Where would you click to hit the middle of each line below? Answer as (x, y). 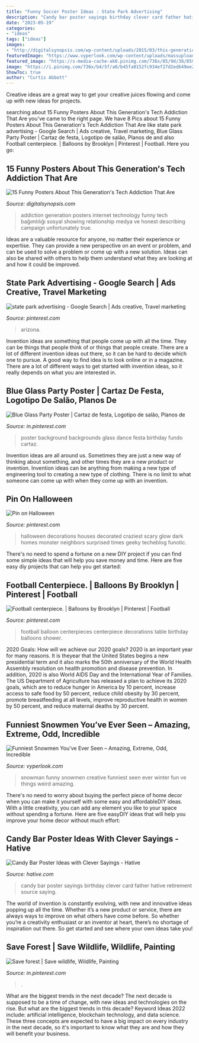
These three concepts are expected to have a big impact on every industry (97, 1021)
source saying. (39, 891)
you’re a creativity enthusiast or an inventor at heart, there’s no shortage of (97, 922)
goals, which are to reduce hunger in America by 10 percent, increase (91, 687)
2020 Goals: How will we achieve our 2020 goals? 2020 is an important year (99, 650)
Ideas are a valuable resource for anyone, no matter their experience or (93, 239)
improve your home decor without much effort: (63, 820)
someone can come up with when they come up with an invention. (87, 480)
